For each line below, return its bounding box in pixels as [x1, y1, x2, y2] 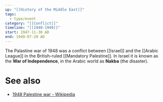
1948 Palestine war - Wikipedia [12, 91, 75, 97]
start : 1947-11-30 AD [5, 30, 50, 35]
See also [5, 75, 41, 86]
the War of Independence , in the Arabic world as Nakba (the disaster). [5, 58, 149, 64]
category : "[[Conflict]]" [5, 20, 58, 26]
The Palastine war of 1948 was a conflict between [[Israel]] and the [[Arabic [5, 47, 159, 54]
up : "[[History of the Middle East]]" [5, 7, 84, 12]
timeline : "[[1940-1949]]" [5, 25, 60, 30]
